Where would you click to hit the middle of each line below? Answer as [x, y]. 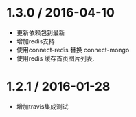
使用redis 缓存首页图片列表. [55, 58]
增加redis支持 [36, 41]
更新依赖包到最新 [41, 32]
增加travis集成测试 [42, 106]
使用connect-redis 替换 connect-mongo [73, 50]
